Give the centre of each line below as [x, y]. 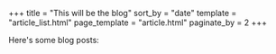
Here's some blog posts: [54, 40]
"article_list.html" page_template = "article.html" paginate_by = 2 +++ [138, 22]
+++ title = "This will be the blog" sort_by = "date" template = [123, 13]
